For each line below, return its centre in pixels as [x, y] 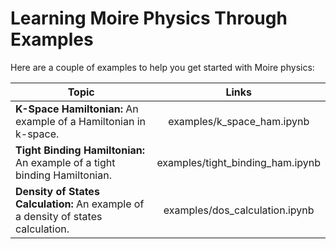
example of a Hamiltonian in [81, 121]
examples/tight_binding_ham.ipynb [238, 162]
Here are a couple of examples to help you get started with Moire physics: [162, 67]
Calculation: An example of [80, 204]
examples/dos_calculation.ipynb [239, 210]
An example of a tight [65, 162]
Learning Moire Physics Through [149, 18]
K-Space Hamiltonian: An [77, 109]
